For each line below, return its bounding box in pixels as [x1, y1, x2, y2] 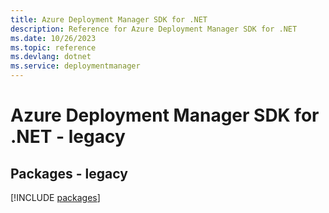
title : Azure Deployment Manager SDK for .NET [10, 14, 208, 25]
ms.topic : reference [10, 42, 97, 53]
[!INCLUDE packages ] [10, 192, 101, 203]
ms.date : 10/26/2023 [10, 33, 97, 43]
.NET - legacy [10, 126, 126, 148]
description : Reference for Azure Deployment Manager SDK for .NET [10, 24, 298, 34]
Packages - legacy [10, 165, 128, 182]
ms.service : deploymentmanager [10, 61, 141, 71]
